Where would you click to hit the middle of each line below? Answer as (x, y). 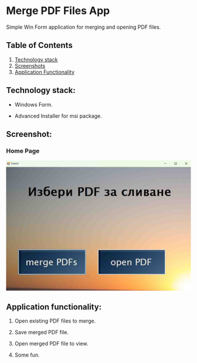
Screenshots (30, 66)
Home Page (23, 150)
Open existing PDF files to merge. (55, 321)
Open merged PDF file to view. (51, 344)
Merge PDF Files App (58, 11)
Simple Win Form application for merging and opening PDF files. (84, 27)
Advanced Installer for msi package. (58, 116)
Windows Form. (33, 104)
